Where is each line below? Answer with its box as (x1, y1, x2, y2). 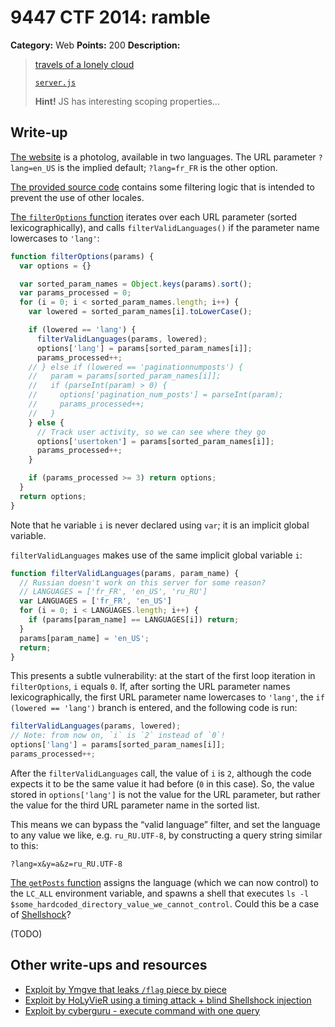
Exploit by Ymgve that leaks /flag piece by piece (24, 983, 227, 995)
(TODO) (10, 927, 43, 940)
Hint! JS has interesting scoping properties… (34, 95, 220, 107)
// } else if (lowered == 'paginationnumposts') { (28, 362, 244, 372)
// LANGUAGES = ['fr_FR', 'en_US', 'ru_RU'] (19, 587, 208, 597)
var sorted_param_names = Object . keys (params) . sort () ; (19, 279, 253, 289)
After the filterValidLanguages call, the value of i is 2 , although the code (10, 767, 312, 779)
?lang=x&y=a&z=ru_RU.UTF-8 (10, 859, 123, 869)
